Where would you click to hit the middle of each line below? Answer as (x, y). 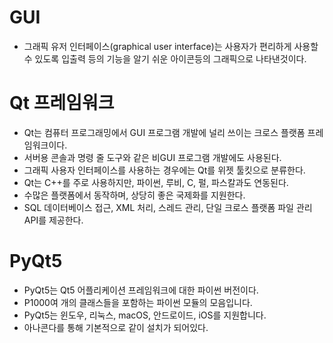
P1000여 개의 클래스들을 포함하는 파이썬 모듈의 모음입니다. (138, 302)
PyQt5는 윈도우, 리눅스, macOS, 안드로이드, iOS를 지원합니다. (145, 315)
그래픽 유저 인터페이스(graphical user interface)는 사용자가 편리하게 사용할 (171, 46)
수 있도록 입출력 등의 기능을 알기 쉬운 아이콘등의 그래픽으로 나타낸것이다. (165, 58)
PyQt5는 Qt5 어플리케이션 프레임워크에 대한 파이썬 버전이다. (141, 290)
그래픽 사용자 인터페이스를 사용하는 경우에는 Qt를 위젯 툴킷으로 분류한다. (164, 170)
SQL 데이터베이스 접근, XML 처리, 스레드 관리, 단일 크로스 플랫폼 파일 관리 (168, 207)
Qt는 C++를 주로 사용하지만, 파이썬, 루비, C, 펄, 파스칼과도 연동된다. (156, 182)
